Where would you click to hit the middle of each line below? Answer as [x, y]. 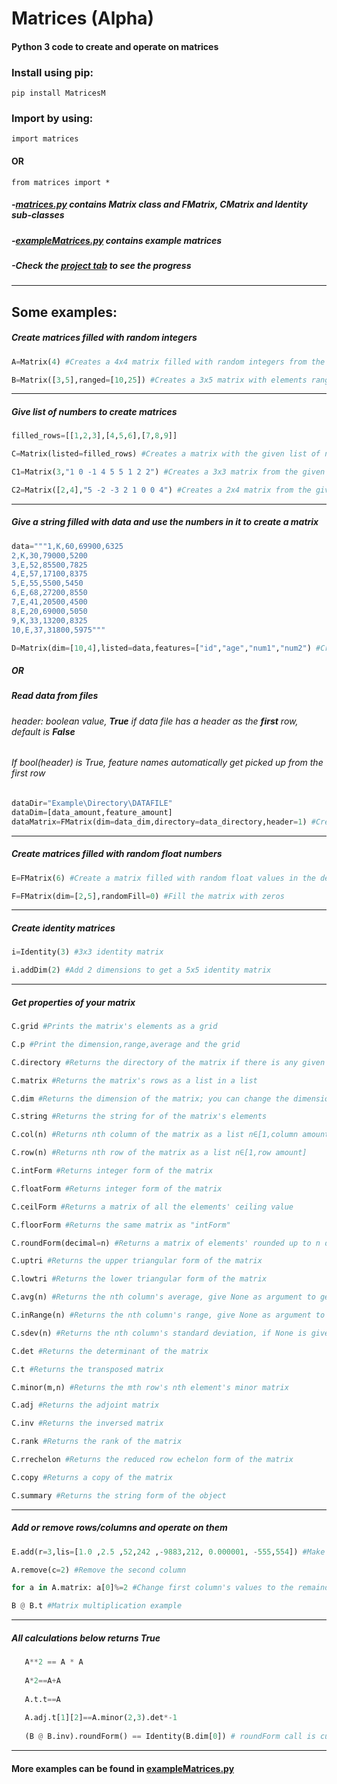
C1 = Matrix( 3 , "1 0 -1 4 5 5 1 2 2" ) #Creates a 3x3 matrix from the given [168, 472]
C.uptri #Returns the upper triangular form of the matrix [137, 1261]
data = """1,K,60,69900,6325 [67, 546]
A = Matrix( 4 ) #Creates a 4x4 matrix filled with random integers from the [168, 362]
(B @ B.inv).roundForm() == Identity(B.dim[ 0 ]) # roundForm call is [170, 1737]
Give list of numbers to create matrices [94, 411]
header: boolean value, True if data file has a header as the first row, [155, 721]
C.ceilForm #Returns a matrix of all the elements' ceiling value [152, 1207]
